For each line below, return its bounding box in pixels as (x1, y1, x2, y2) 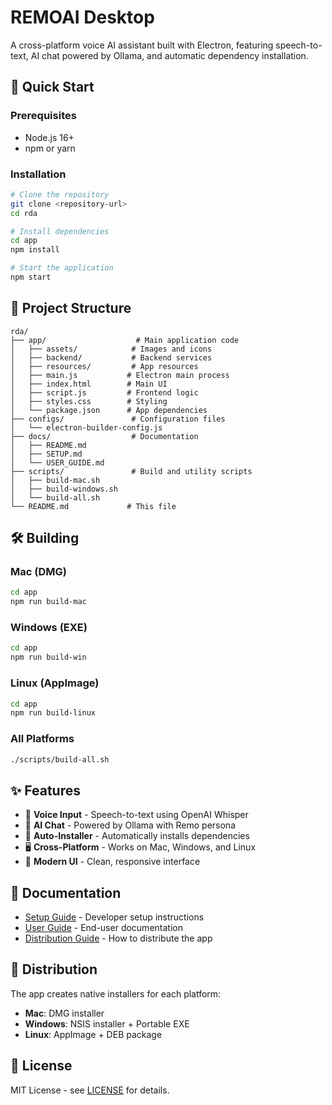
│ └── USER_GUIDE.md (10, 457, 105, 468)
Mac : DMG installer (24, 1007, 105, 1019)
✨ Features (10, 782, 81, 799)
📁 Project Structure (10, 300, 132, 317)
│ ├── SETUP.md (10, 449, 83, 459)
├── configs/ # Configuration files (10, 414, 226, 424)
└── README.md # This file (10, 501, 177, 511)
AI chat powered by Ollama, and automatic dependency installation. (30, 49, 309, 61)
